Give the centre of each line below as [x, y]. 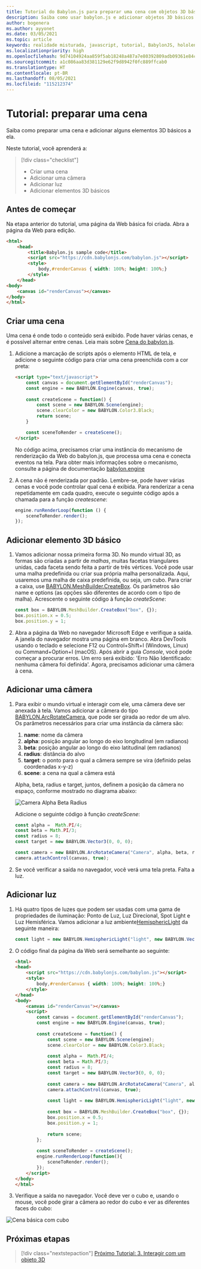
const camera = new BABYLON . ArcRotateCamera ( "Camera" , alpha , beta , [102, 853]
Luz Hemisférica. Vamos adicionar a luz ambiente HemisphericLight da [101, 922]
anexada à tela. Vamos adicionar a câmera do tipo [77, 710]
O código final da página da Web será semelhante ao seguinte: [92, 950]
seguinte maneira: [37, 928]
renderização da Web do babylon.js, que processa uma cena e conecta [103, 456]
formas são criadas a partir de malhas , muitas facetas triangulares [97, 561]
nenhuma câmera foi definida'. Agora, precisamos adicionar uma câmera [104, 664]
